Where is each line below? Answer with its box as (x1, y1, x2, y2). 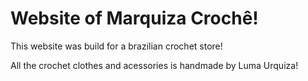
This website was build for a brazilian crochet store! (10, 40, 223, 52)
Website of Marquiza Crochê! (10, 7, 259, 30)
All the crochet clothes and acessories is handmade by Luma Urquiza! (10, 59, 299, 71)
